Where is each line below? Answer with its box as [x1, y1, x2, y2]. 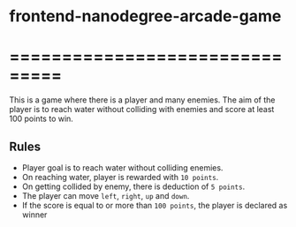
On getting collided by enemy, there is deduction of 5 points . [21, 181, 246, 192]
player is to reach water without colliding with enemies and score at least [9, 104, 275, 115]
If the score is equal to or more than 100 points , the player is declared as [21, 200, 288, 210]
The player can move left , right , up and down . [21, 190, 190, 201]
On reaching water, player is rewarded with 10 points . [21, 171, 219, 182]
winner [21, 209, 48, 220]
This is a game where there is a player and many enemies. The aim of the [9, 95, 276, 105]
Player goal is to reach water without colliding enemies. [21, 162, 224, 173]
